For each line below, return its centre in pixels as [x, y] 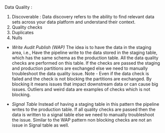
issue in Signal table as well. [41, 125]
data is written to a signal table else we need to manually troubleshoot [83, 115]
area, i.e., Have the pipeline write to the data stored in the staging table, [84, 52]
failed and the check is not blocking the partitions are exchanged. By [82, 79]
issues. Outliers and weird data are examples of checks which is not [81, 89]
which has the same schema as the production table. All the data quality [85, 58]
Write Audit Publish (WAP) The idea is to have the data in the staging [82, 47]
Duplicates [23, 32]
